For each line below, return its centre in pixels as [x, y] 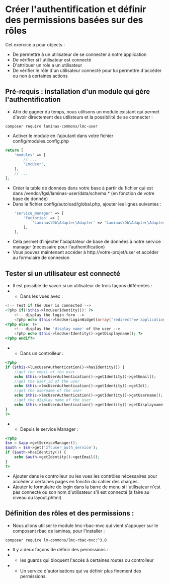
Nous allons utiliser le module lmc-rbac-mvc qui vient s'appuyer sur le [85, 526]
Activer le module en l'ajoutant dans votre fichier [63, 136]
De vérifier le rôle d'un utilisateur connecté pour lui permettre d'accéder [87, 70]
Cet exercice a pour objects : [35, 44]
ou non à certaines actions [40, 76]
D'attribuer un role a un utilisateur [47, 65]
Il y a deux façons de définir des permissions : [60, 549]
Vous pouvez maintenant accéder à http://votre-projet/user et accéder [86, 252]
